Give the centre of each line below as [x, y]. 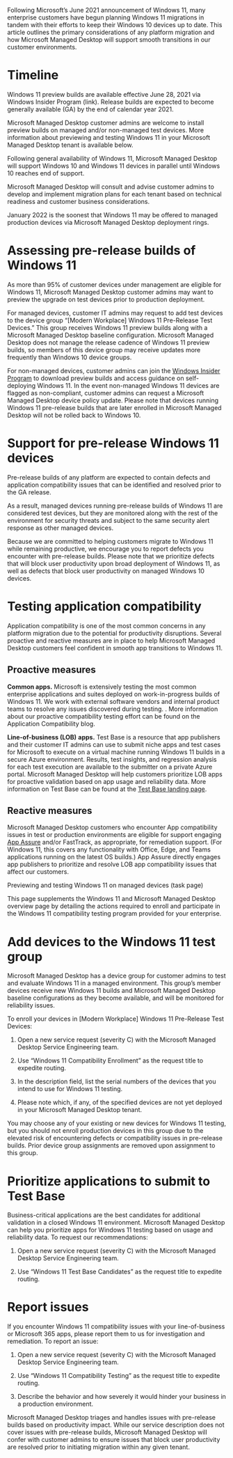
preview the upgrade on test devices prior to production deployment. [106, 299]
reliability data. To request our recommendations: [78, 1237]
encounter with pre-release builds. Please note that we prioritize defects [111, 556]
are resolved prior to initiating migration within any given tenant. [98, 1447]
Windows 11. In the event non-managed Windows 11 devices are [128, 385]
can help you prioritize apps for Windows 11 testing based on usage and [110, 1230]
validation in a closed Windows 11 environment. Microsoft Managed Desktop [116, 1223]
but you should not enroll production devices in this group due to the [105, 1131]
